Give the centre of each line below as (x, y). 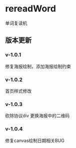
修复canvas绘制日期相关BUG (35, 141)
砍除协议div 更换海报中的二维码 (37, 116)
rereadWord (31, 9)
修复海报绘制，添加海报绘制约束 (38, 66)
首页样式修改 (18, 91)
